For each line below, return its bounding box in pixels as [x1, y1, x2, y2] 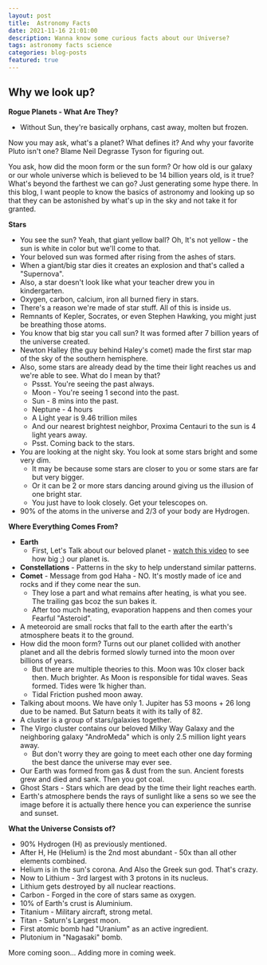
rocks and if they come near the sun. [19, 579, 141, 589]
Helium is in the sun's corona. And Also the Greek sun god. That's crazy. [19, 865, 258, 874]
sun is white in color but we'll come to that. [19, 243, 161, 253]
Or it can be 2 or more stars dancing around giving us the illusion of [31, 480, 253, 490]
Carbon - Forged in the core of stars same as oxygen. [19, 890, 197, 900]
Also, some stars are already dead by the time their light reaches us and [19, 362, 257, 372]
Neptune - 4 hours [31, 404, 93, 414]
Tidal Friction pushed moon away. [31, 689, 143, 699]
